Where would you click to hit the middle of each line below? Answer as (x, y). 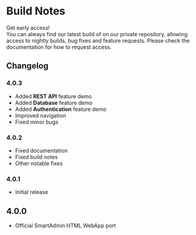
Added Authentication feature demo (61, 109)
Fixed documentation (41, 150)
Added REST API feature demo (53, 96)
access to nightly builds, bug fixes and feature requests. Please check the (98, 40)
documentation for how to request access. (59, 47)
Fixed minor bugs (36, 122)
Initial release (31, 192)
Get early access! (28, 28)
